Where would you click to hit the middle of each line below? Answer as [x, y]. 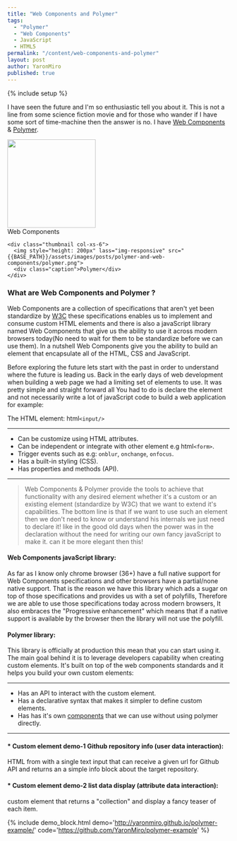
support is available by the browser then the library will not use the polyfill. [116, 618]
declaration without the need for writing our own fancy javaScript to [123, 534]
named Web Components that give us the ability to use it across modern [112, 331]
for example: [26, 404]
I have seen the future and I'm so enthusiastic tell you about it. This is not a [116, 107]
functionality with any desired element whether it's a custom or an [121, 496]
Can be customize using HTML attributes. [78, 438]
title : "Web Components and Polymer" [63, 14]
